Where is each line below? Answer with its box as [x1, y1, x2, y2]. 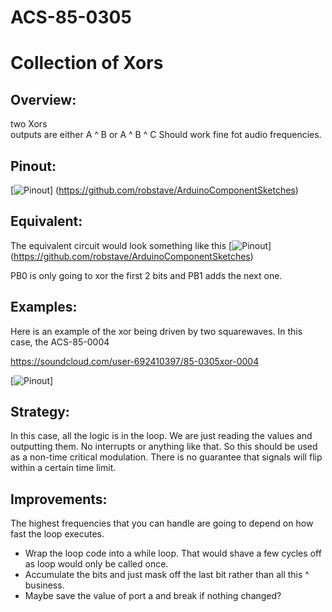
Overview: [10, 91, 77, 108]
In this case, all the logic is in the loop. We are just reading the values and [10, 430, 313, 442]
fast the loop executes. [10, 528, 105, 540]
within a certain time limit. [10, 462, 117, 474]
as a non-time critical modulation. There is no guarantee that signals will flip [10, 451, 323, 463]
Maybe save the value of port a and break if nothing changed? [24, 590, 282, 602]
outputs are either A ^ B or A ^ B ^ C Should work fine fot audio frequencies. [10, 129, 322, 141]
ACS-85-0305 [10, 6, 132, 29]
